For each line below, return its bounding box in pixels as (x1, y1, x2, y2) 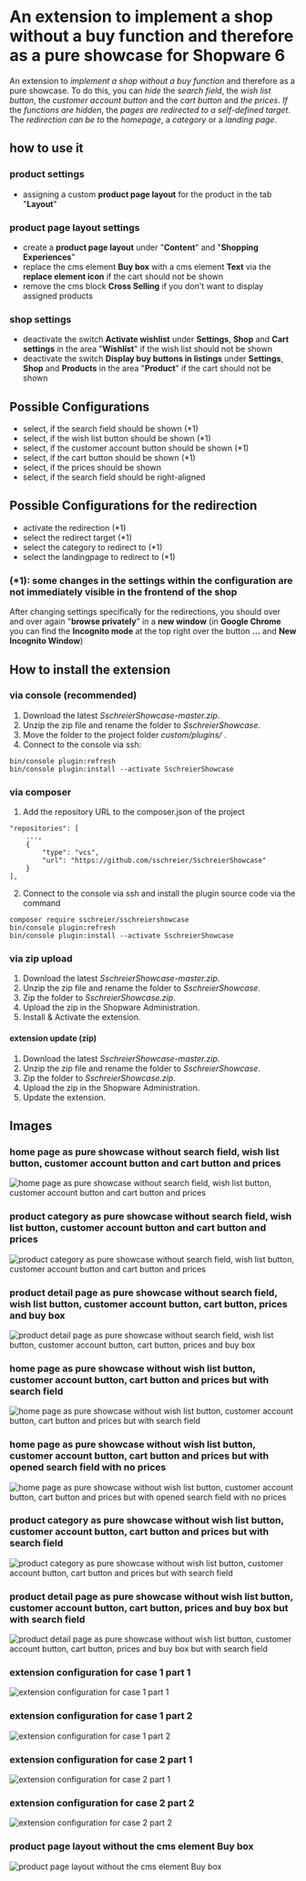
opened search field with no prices (9, 1461, 167, 1474)
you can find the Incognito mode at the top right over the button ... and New (9, 626, 297, 637)
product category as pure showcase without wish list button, (9, 1514, 284, 1527)
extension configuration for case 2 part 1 (9, 1753, 193, 1766)
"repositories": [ (9, 824, 79, 834)
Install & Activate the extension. (22, 1012, 141, 1023)
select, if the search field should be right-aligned (22, 472, 206, 483)
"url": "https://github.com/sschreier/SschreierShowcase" (42, 856, 267, 866)
